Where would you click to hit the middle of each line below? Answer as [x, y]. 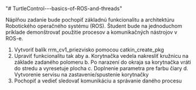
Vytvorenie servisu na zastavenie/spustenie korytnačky [81, 75]
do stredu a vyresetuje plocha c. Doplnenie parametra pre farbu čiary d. [101, 68]
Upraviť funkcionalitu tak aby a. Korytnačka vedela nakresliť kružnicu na [101, 56]
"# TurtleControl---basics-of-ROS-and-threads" [64, 8]
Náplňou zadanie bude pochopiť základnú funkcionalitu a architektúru [90, 20]
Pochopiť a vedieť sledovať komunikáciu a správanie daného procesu [98, 81]
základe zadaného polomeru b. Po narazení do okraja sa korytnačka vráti [103, 62]
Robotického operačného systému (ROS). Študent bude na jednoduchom [94, 26]
